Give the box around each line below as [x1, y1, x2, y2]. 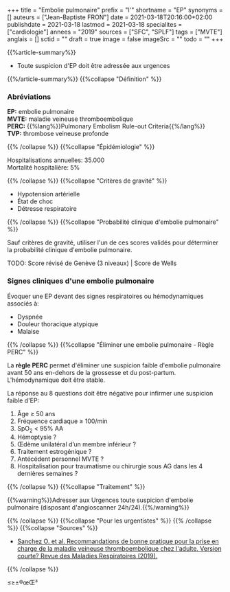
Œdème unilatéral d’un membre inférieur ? [16, 440, 136, 448]
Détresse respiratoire [16, 205, 77, 213]
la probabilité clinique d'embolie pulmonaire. [7, 246, 133, 254]
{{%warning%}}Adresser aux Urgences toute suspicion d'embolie [7, 496, 194, 504]
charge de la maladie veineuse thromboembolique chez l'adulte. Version [16, 545, 222, 553]
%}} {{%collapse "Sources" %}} [7, 524, 98, 532]
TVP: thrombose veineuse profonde [7, 130, 109, 138]
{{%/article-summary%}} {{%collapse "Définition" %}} [7, 75, 162, 83]
